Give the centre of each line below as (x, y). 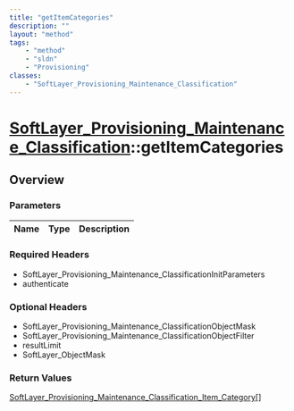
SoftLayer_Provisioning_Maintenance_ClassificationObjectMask (139, 326)
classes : (25, 76)
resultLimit (42, 346)
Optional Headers (48, 306)
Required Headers (49, 255)
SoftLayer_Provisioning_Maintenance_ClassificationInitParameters (143, 274)
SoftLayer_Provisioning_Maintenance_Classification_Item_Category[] (135, 398)
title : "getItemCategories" (62, 17)
